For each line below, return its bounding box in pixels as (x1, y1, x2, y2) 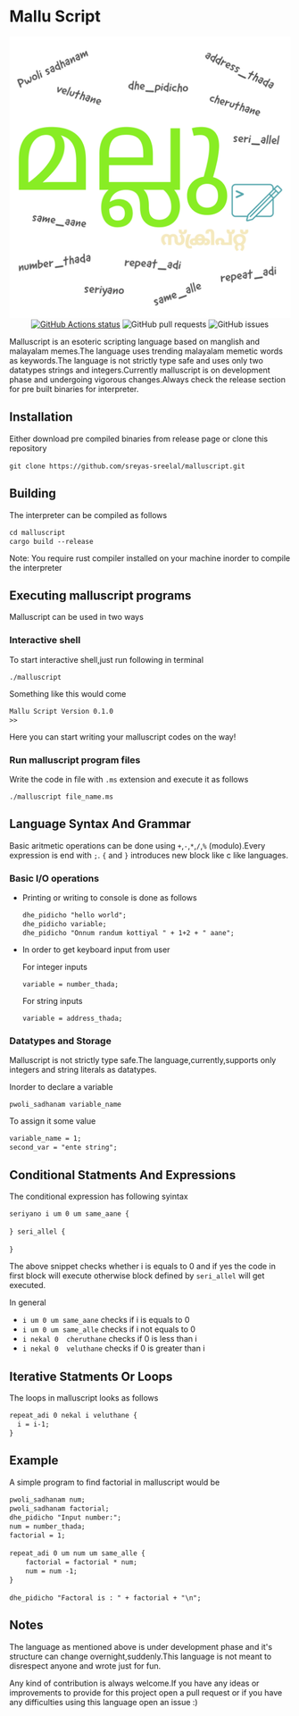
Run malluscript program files (9, 753, 141, 766)
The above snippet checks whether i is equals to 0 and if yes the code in (9, 1261, 277, 1272)
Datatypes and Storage (9, 1034, 112, 1047)
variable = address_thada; (21, 1014, 123, 1024)
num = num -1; (25, 1566, 78, 1576)
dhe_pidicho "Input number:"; (9, 1512, 122, 1522)
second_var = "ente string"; (9, 1143, 118, 1152)
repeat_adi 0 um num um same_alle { (9, 1548, 145, 1558)
